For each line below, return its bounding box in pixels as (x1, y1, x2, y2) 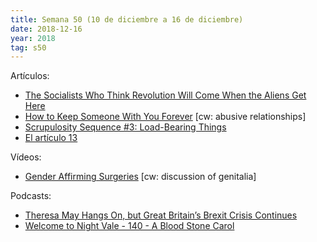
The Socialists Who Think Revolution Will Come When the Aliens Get (24, 89, 307, 101)
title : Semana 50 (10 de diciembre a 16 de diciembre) (10, 14, 244, 25)
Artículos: (10, 70, 50, 82)
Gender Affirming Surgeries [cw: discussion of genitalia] (24, 171, 257, 183)
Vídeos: (10, 151, 42, 163)
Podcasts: (10, 190, 52, 202)
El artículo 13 (24, 132, 78, 144)
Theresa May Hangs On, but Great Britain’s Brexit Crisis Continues (24, 209, 298, 221)
